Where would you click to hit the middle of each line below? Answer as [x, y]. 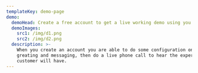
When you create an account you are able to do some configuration [101, 50]
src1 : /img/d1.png [39, 34]
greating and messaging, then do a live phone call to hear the [97, 55]
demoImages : [26, 28]
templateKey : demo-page [35, 11]
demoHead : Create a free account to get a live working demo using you [101, 22]
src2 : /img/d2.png [39, 39]
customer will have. [42, 61]
